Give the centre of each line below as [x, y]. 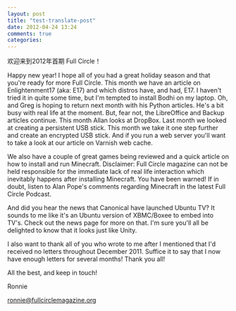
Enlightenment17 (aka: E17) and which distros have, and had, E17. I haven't [114, 90]
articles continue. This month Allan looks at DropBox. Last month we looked [117, 120]
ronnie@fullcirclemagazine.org [52, 300]
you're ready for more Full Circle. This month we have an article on [104, 83]
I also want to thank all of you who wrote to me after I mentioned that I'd [112, 244]
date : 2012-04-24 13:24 [42, 27]
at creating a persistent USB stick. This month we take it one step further [113, 128]
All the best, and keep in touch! [52, 273]
